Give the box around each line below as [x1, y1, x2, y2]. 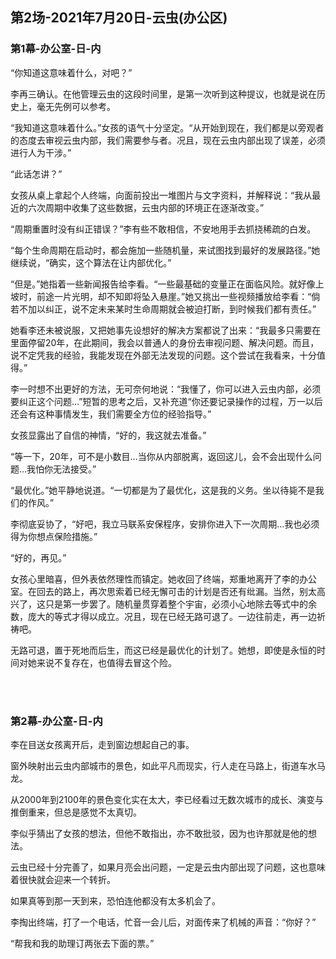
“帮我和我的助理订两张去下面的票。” [10, 937, 155, 949]
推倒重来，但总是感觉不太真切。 [10, 806, 142, 818]
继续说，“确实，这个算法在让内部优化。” [10, 256, 172, 268]
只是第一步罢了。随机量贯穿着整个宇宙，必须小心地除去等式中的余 [44, 598, 317, 610]
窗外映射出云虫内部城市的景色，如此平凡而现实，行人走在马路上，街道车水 [10, 759, 317, 772]
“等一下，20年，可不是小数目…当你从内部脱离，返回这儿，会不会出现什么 [10, 450, 313, 462]
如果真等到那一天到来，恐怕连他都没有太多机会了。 [10, 894, 221, 907]
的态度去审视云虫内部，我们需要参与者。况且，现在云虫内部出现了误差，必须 [10, 134, 326, 146]
